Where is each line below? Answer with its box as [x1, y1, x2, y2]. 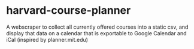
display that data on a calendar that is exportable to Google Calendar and [6, 29, 187, 36]
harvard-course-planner [6, 4, 131, 17]
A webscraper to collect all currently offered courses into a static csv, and [6, 23, 189, 30]
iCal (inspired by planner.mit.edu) [6, 36, 89, 43]
